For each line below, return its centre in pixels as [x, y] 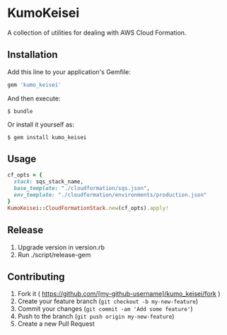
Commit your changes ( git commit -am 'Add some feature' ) [105, 309]
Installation [33, 55]
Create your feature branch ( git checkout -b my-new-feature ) [108, 301]
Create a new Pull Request [56, 324]
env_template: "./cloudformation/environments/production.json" [110, 195]
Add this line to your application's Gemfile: [69, 71]
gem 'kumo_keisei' [34, 85]
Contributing [36, 277]
